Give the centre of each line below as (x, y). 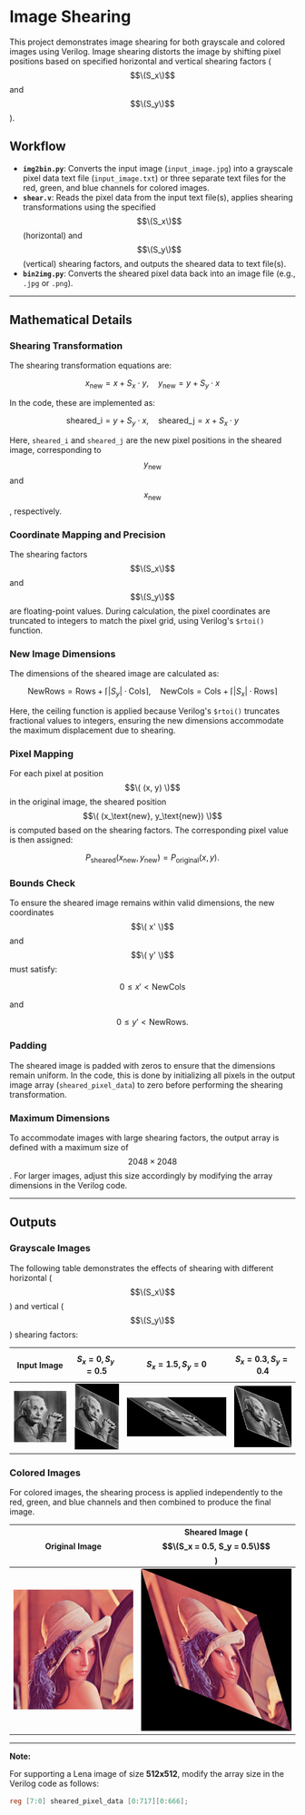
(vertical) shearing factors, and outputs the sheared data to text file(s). (154, 263)
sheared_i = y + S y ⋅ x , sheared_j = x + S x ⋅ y (152, 422)
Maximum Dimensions (60, 1118)
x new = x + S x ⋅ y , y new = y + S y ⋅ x (152, 385)
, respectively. (35, 511)
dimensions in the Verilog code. (69, 1185)
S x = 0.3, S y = (261, 1360)
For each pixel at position (57, 774)
